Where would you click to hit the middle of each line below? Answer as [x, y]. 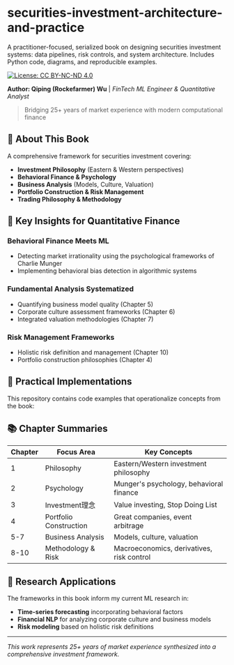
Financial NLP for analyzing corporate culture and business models [114, 620]
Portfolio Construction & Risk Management [80, 192]
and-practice [46, 28]
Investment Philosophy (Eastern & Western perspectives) [101, 170]
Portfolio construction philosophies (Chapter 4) [85, 360]
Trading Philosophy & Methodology [69, 199]
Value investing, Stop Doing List [165, 505]
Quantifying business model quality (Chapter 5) [85, 304]
